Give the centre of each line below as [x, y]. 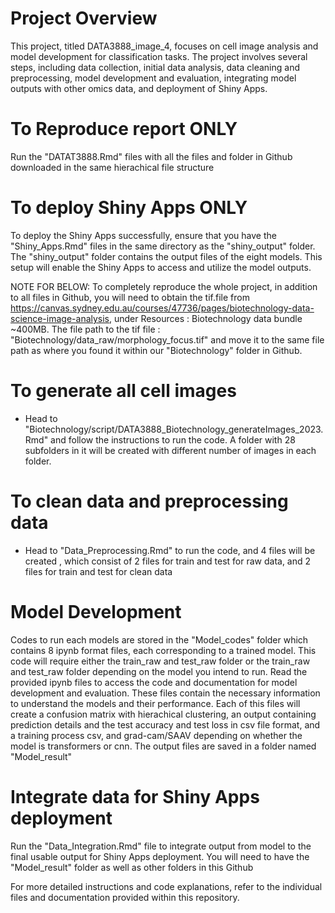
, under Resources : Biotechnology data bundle [206, 318]
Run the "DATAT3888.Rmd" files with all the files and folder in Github [151, 156]
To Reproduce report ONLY [124, 129]
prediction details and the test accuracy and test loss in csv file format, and [165, 724]
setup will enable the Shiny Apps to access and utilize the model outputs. [161, 267]
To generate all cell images [123, 391]
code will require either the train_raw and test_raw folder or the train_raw [160, 661]
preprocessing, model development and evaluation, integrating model [153, 78]
